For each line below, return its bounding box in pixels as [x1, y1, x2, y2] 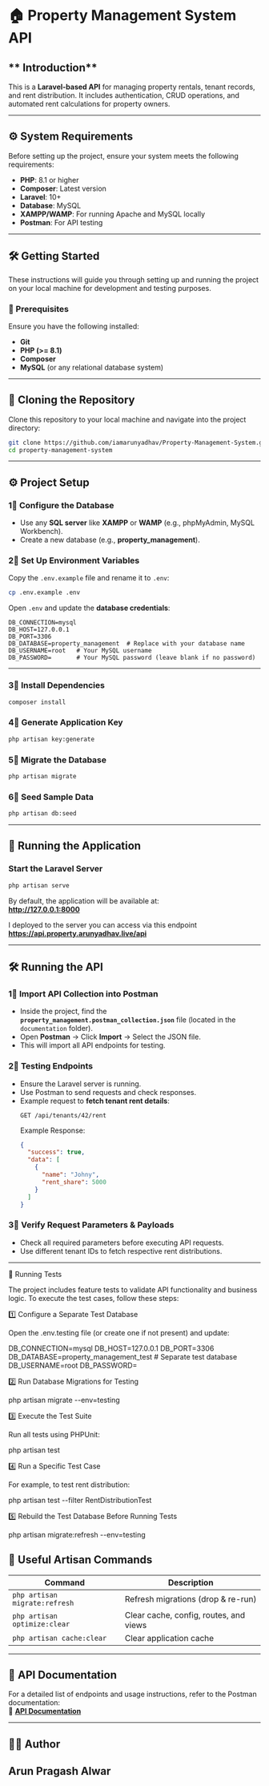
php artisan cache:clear [12, 1633, 107, 1643]
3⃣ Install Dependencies [8, 680, 106, 691]
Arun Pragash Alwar [8, 1764, 111, 1778]
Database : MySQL [19, 200, 82, 210]
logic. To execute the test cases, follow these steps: [8, 1293, 179, 1303]
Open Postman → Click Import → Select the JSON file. [19, 1032, 202, 1042]
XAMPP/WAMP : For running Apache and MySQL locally [19, 209, 206, 219]
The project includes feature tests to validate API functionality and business [8, 1284, 258, 1295]
